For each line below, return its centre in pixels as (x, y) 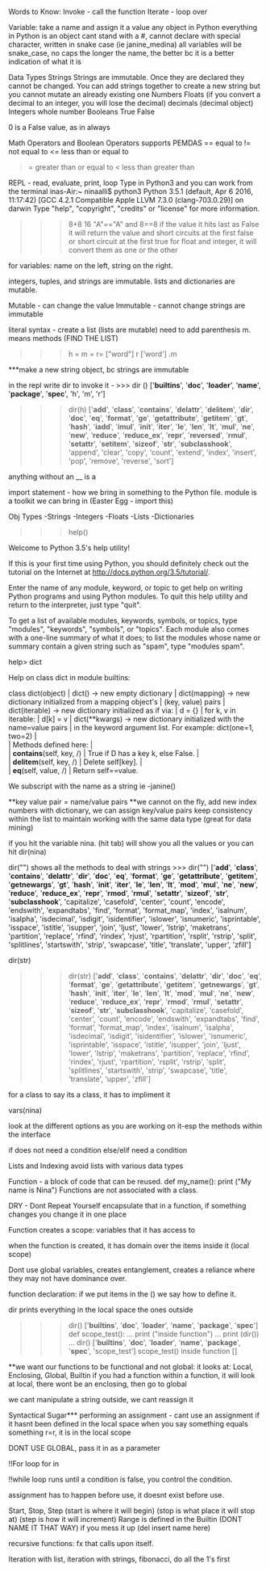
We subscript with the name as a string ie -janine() (92, 786)
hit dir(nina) (27, 852)
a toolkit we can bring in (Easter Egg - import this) (91, 501)
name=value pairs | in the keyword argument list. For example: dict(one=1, (131, 727)
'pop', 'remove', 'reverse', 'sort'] (121, 461)
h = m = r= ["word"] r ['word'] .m (123, 354)
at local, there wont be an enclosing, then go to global (98, 1384)
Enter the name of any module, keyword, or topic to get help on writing (126, 588)
